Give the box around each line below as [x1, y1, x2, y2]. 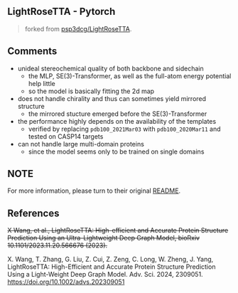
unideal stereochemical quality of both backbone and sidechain [17, 64, 204, 73]
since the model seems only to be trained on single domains [28, 147, 205, 156]
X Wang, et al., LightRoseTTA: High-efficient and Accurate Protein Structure [7, 226, 229, 235]
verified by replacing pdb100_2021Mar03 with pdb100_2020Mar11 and [28, 124, 222, 133]
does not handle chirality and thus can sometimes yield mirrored [17, 94, 207, 102]
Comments [7, 46, 58, 58]
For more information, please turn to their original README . [7, 186, 181, 195]
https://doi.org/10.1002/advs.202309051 [7, 277, 125, 287]
